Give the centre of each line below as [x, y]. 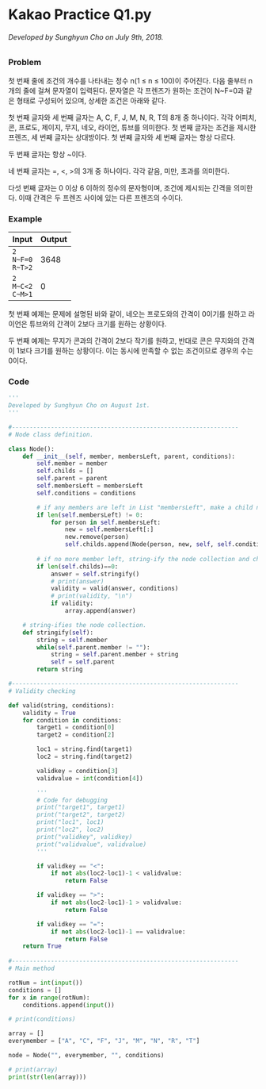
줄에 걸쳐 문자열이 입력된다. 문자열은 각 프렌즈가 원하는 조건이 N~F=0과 [133, 90]
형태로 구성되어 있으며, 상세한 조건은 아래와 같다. [91, 100]
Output [53, 240]
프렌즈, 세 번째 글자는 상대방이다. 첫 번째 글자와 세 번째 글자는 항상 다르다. [122, 137]
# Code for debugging [72, 800]
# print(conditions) [42, 1019]
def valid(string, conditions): [61, 705]
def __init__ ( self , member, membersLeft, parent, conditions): [129, 456]
